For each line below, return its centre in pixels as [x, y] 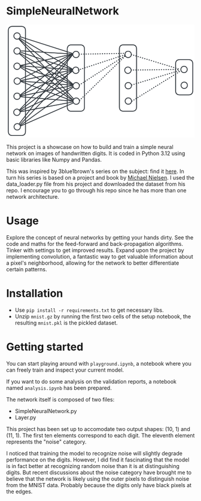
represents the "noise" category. [46, 442]
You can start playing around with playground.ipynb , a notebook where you [99, 363]
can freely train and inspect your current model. [65, 370]
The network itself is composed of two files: [60, 399]
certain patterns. [27, 269]
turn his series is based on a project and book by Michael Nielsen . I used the [100, 177]
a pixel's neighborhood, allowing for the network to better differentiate [93, 263]
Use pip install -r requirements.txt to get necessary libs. [89, 310]
